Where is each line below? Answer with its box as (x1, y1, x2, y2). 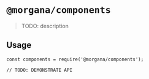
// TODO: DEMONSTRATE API (6, 67, 72, 73)
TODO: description (21, 22, 69, 29)
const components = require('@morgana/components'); (6, 56, 144, 62)
